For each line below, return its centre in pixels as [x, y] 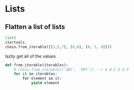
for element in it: [42, 78]
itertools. [16, 42]
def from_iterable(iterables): [37, 65]
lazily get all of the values [30, 56]
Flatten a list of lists [35, 27]
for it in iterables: [35, 74]
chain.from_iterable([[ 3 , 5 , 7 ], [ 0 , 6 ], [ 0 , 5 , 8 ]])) [58, 47]
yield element [45, 83]
